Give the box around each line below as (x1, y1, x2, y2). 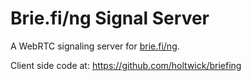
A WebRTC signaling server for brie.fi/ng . (10, 40, 180, 52)
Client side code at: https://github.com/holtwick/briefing (10, 59, 242, 71)
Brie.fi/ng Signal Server (10, 7, 210, 30)
